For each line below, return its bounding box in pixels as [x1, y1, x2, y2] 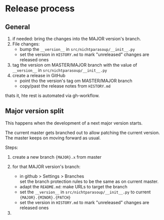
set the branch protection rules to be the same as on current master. [19, 178, 159, 184]
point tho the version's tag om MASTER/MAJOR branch [19, 78, 132, 84]
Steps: [5, 144, 18, 150]
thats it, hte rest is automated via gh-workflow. [5, 92, 100, 98]
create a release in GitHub [12, 73, 66, 78]
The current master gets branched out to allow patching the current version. [5, 130, 160, 135]
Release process [5, 3, 75, 14]
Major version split [5, 107, 64, 115]
